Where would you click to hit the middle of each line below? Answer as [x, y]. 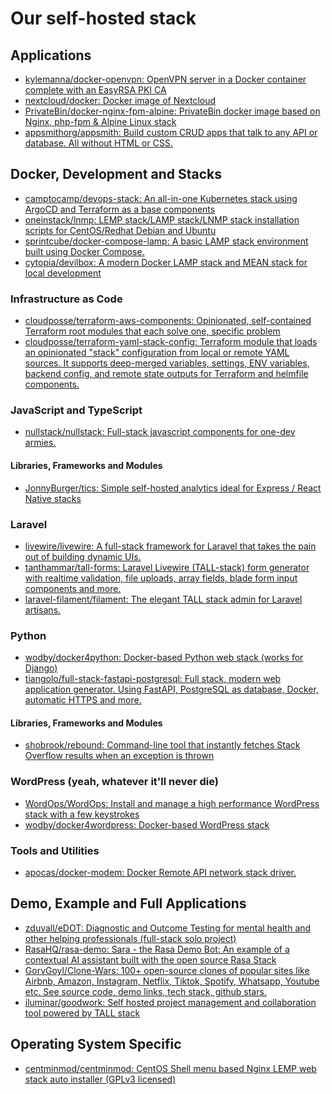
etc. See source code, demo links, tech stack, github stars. [145, 991]
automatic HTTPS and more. [83, 700]
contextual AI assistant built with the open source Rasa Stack [150, 959]
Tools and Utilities [55, 850]
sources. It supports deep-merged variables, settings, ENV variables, [167, 363]
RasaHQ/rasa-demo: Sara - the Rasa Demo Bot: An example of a [157, 949]
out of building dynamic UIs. [83, 556]
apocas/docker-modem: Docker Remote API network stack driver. [160, 872]
